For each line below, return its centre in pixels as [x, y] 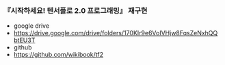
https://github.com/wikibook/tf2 [58, 55]
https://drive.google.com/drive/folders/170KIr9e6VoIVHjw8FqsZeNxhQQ [116, 33]
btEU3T [24, 40]
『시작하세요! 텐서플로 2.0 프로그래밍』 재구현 [76, 10]
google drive [31, 26]
